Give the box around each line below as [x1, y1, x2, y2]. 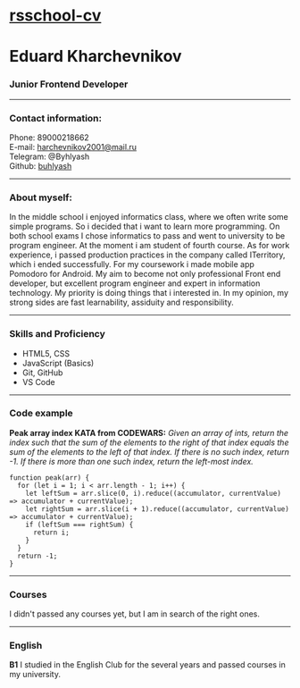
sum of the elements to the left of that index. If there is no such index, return [9, 446, 290, 457]
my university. [9, 669, 61, 680]
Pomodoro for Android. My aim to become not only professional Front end [9, 269, 281, 280]
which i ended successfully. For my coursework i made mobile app [9, 259, 254, 270]
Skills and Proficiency [9, 328, 105, 340]
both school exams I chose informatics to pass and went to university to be [9, 231, 286, 241]
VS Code [21, 376, 55, 387]
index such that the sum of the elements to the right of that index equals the [9, 437, 289, 448]
